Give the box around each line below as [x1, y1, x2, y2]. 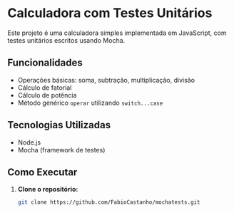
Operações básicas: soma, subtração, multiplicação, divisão [17, 76, 195, 84]
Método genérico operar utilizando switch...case [17, 98, 163, 107]
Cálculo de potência [17, 90, 77, 99]
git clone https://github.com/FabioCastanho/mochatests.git [17, 199, 200, 206]
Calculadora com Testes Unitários [7, 5, 213, 21]
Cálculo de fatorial [17, 83, 72, 92]
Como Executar [7, 166, 78, 178]
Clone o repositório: [17, 185, 78, 194]
